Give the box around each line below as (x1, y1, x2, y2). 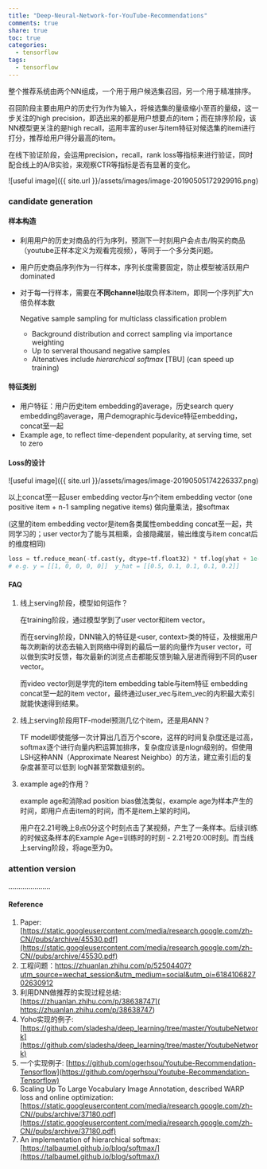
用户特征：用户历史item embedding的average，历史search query (19, 401, 234, 411)
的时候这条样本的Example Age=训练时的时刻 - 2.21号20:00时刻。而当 (19, 833, 247, 843)
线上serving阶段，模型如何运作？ (19, 598, 129, 608)
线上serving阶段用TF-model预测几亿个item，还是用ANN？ (19, 715, 211, 725)
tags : (8, 57, 26, 64)
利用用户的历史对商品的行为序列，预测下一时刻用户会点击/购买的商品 (19, 236, 246, 245)
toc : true (8, 33, 41, 42)
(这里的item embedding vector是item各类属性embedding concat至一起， (8, 519, 246, 529)
